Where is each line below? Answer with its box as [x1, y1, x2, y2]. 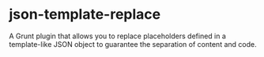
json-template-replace [9, 5, 161, 23]
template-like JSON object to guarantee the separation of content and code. [9, 39, 257, 48]
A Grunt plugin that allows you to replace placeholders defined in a [9, 31, 226, 41]
